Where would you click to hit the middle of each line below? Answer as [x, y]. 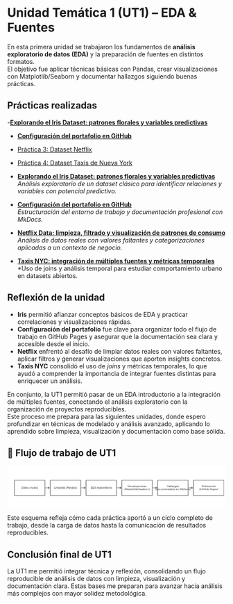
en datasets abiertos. [48, 275]
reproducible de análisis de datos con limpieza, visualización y [96, 579]
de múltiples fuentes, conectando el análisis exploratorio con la [97, 402]
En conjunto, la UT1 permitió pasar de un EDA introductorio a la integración [114, 394]
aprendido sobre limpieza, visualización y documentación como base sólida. [116, 431]
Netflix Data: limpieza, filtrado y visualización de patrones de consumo [121, 232]
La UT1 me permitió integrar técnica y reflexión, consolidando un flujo [106, 571]
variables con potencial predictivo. [67, 191]
